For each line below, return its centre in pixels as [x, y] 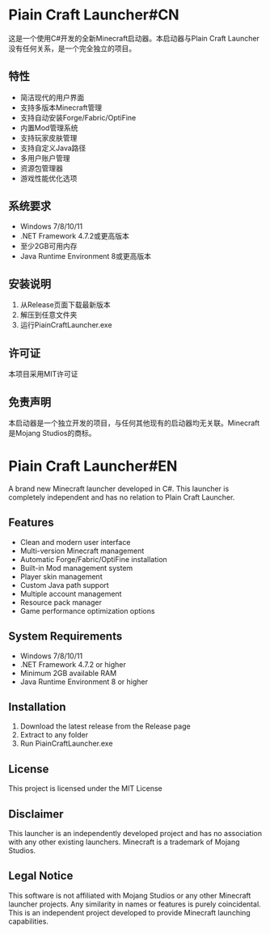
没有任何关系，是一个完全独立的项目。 [72, 48]
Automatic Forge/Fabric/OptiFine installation [93, 559]
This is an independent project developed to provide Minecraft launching [129, 912]
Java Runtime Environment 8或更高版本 [86, 256]
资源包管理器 [41, 168]
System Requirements [65, 636]
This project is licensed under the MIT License [86, 788]
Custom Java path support [64, 585]
